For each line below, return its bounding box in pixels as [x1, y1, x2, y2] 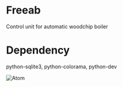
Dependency [6, 43, 70, 57]
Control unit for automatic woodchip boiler [6, 23, 108, 30]
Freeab [6, 4, 41, 17]
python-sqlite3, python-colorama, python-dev [6, 63, 117, 70]
